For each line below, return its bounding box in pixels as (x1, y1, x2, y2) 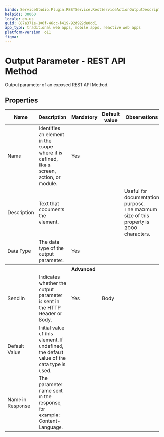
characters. (124, 230, 151, 237)
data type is (39, 361, 66, 368)
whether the (39, 279, 67, 286)
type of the (39, 245, 64, 251)
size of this (124, 212, 150, 219)
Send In (7, 295, 25, 302)
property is (124, 218, 150, 225)
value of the (39, 354, 66, 361)
